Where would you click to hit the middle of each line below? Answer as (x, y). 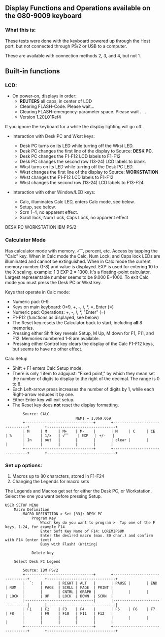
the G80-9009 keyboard (44, 16)
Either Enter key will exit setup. (43, 399)
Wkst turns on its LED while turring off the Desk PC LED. (77, 167)
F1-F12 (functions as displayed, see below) (56, 317)
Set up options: (24, 465)
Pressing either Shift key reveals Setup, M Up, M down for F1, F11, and (83, 333)
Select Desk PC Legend (37, 561)
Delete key (43, 553)
